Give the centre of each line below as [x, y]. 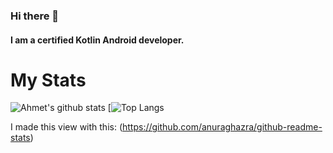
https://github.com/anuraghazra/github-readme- [222, 127]
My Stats [48, 80]
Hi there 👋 [35, 16]
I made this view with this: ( [66, 127]
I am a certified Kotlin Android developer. [97, 40]
